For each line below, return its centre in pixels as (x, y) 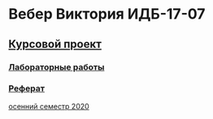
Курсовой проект (55, 44)
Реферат (26, 88)
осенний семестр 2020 (49, 106)
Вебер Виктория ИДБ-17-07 (107, 14)
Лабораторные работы (57, 67)
